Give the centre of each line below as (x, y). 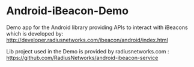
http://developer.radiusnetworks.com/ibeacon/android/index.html (87, 40)
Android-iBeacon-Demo (68, 11)
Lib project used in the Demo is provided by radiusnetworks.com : (88, 51)
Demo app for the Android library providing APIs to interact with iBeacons (97, 27)
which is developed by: (35, 33)
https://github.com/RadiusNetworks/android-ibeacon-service (82, 58)
